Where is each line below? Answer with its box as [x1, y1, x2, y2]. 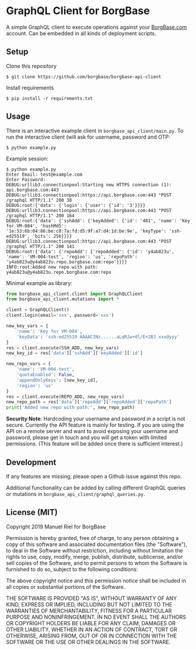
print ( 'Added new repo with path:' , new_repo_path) [6, 404, 135, 411]
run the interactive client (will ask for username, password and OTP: [6, 133, 170, 140]
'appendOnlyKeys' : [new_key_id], [16, 377, 99, 383]
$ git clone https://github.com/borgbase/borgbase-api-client [6, 73, 161, 80]
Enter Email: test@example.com [6, 172, 83, 177]
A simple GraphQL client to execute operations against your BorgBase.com [6, 24, 187, 31]
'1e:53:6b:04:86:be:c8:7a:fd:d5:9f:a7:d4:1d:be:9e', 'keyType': [6, 228, 167, 234]
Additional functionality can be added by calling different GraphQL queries [6, 484, 186, 491]
